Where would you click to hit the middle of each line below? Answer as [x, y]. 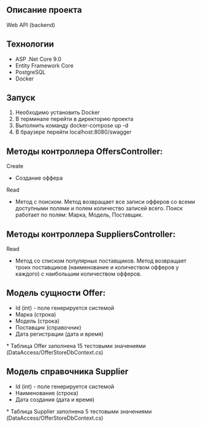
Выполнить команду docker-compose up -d [72, 126]
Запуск [21, 98]
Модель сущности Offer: [56, 293]
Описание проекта [44, 10]
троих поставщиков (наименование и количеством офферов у [97, 267]
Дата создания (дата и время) [55, 399]
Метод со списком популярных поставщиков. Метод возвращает [101, 261]
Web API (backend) [31, 25]
